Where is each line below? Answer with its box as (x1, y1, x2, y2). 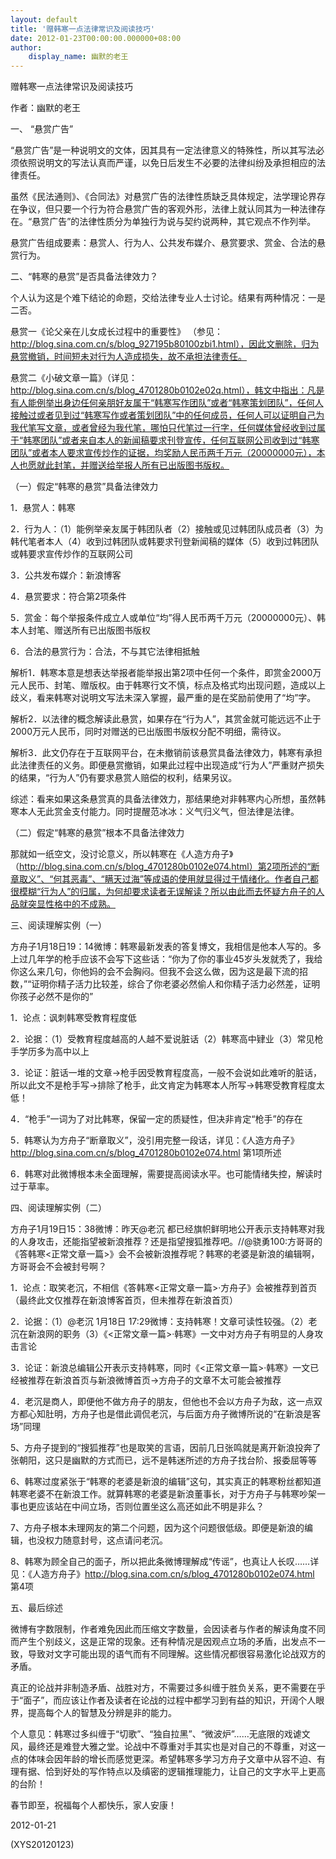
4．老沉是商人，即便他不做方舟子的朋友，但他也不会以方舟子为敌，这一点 (10, 1396, 315, 1408)
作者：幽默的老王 (10, 102, 81, 114)
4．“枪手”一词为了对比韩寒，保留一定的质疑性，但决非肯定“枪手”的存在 (10, 1113, 303, 1125)
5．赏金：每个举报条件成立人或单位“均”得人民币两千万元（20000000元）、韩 (10, 612, 326, 624)
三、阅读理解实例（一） (10, 919, 107, 931)
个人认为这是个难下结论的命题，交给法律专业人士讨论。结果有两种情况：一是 (10, 292, 326, 304)
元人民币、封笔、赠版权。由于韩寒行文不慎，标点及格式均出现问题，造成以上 (10, 679, 326, 691)
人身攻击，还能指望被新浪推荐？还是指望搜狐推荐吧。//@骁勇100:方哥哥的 (18, 1236, 323, 1248)
